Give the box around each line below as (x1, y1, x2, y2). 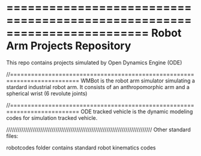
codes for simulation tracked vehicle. (6, 114, 98, 121)
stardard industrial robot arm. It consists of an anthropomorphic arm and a (6, 83, 190, 90)
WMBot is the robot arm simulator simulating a (80, 76, 195, 84)
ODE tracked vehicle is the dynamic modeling (80, 108, 193, 115)
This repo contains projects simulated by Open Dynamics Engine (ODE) (6, 58, 182, 66)
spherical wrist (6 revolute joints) (6, 90, 88, 97)
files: (6, 132, 19, 139)
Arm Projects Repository (6, 39, 131, 53)
